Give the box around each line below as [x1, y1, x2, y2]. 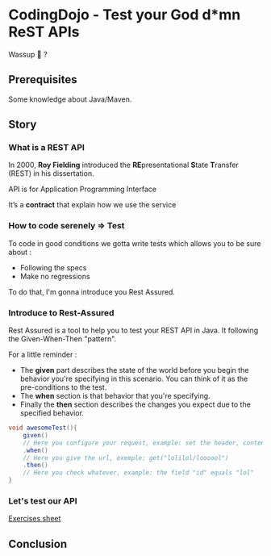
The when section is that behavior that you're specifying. [19, 391, 211, 401]
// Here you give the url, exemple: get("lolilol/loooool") [23, 454, 229, 462]
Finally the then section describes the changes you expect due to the [19, 399, 252, 409]
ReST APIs [8, 23, 80, 41]
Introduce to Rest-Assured [8, 307, 115, 318]
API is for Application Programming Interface [8, 184, 157, 194]
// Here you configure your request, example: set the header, [23, 438, 240, 447]
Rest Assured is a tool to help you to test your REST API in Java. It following [8, 325, 259, 336]
